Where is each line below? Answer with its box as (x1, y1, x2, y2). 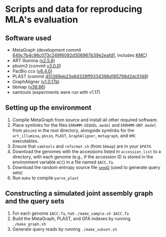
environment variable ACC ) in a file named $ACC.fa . (12, 159, 114, 165)
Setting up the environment (5, 103, 92, 112)
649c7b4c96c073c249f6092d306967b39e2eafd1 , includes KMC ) (12, 52, 148, 58)
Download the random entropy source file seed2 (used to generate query (12, 164, 161, 170)
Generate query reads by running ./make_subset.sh (12, 226, 117, 232)
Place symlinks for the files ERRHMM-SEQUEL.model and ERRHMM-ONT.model (12, 122, 157, 128)
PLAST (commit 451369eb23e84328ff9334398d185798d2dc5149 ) (12, 74, 149, 79)
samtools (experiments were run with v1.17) (12, 89, 101, 95)
